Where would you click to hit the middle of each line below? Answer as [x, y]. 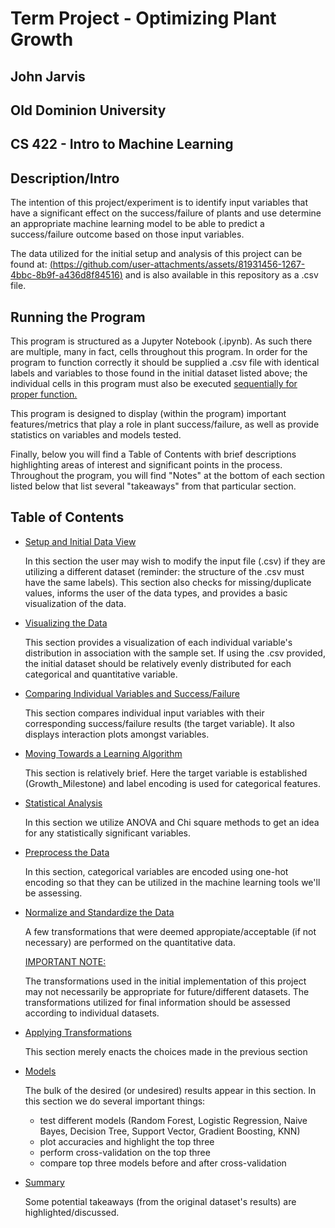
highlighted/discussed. [72, 1212]
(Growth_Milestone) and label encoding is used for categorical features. [172, 783]
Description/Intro [65, 178]
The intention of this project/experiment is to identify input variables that [159, 203]
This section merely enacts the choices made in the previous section [166, 1051]
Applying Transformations [78, 1032]
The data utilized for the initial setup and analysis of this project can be [156, 254]
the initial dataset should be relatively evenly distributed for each [158, 663]
